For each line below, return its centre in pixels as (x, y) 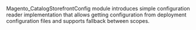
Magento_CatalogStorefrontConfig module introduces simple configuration (98, 9)
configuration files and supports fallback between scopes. (78, 21)
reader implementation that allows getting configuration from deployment (97, 15)
